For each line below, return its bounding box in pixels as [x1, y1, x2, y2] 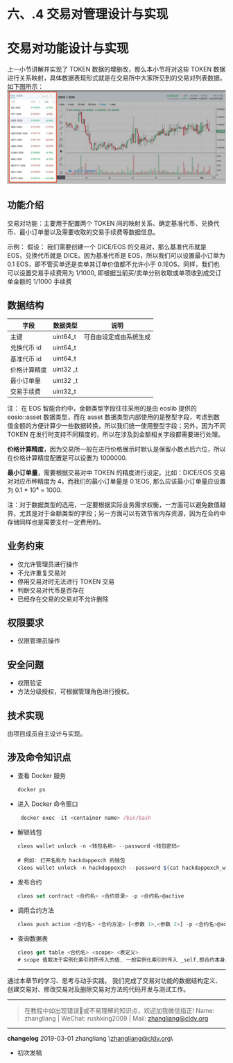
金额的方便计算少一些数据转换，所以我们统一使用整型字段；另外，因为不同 [12, 421, 226, 429]
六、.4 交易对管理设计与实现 [7, 6, 169, 22]
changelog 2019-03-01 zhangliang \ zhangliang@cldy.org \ [7, 1034, 173, 1042]
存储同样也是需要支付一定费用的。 [7, 518, 105, 526]
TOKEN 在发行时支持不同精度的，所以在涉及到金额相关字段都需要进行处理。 [7, 430, 224, 438]
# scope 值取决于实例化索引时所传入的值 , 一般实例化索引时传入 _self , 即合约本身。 [17, 956, 231, 963]
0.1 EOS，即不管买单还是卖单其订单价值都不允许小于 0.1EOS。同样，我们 [7, 260, 214, 268]
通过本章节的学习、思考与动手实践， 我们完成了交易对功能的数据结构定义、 [7, 976, 222, 984]
